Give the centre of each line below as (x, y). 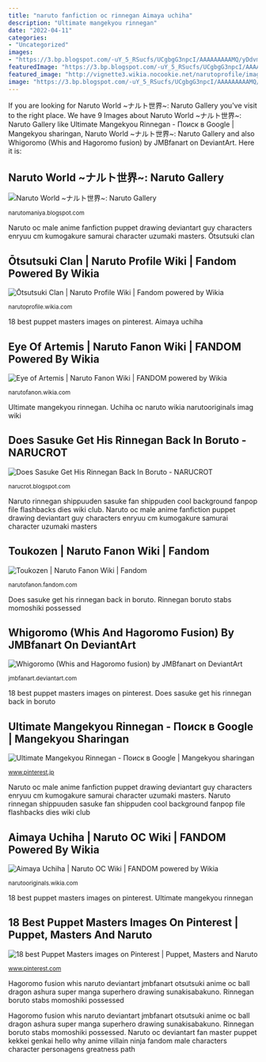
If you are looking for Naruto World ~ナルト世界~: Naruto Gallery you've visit (133, 105)
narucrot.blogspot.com (40, 486)
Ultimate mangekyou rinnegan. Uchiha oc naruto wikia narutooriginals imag (131, 407)
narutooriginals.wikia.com (43, 883)
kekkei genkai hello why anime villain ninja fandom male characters (118, 1041)
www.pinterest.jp (31, 772)
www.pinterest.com (35, 969)
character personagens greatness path (72, 1049)
